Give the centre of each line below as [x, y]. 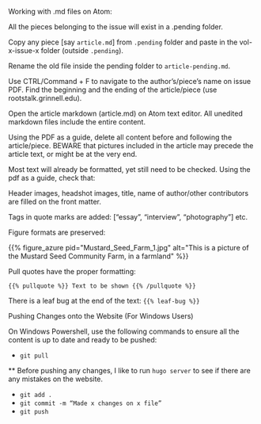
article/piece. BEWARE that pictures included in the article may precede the [131, 145]
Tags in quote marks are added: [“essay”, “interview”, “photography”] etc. [128, 217]
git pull [34, 356]
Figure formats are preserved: [57, 232]
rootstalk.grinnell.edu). [45, 98]
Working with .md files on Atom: [60, 11]
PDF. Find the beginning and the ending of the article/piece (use [113, 90]
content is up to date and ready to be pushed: [83, 340]
